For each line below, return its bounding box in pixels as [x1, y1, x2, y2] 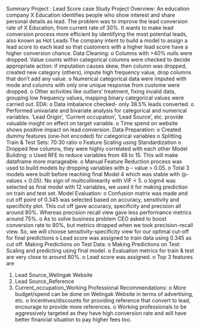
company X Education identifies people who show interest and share [6, 11, 176, 19]
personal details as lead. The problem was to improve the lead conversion [6, 18, 188, 25]
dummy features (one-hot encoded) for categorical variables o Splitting [6, 132, 182, 140]
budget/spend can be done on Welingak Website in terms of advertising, [14, 291, 194, 297]
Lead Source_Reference [14, 278, 75, 285]
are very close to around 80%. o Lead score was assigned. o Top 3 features [6, 253, 193, 260]
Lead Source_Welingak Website [14, 271, 93, 278]
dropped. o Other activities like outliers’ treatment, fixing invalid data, [6, 88, 176, 95]
